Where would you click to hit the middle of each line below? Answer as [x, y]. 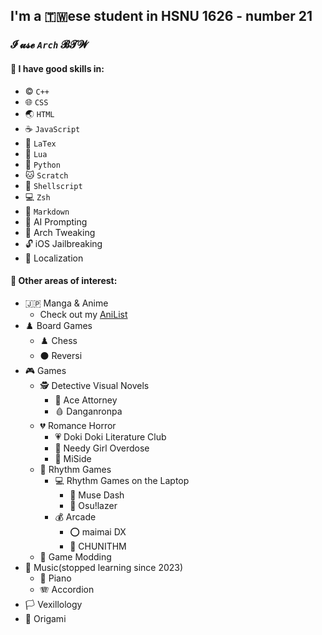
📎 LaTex [40, 143]
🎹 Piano [55, 578]
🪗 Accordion [67, 589]
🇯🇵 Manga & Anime [66, 303]
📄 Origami [45, 618]
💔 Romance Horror [78, 425]
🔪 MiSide [73, 458]
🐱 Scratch [46, 175]
